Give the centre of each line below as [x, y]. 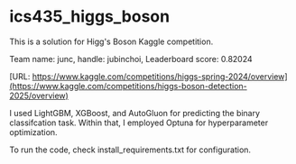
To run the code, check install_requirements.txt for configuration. [130, 150]
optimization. [33, 132]
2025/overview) [39, 96]
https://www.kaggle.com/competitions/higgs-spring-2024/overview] [160, 76]
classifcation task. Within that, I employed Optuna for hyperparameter [139, 123]
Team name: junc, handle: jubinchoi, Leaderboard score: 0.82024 [131, 59]
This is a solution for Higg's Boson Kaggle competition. [111, 41]
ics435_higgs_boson [89, 17]
